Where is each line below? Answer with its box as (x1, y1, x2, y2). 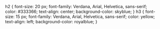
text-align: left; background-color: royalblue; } (5, 19, 98, 24)
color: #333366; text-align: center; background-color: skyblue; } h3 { (5, 9, 144, 14)
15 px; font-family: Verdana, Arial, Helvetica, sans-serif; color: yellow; (15, 14, 155, 19)
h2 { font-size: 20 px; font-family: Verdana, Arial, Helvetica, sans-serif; (5, 4, 147, 9)
